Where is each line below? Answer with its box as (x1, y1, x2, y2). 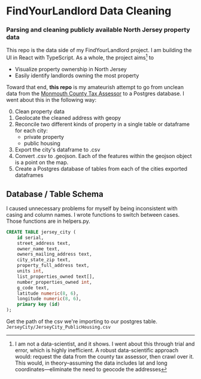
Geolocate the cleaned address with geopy (14, 114, 121, 122)
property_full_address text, (17, 262, 90, 269)
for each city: (14, 127, 48, 134)
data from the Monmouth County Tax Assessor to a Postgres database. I (6, 90, 184, 97)
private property (23, 134, 65, 141)
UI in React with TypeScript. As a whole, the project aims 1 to (6, 53, 154, 61)
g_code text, (17, 284, 50, 291)
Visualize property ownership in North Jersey (14, 66, 127, 73)
